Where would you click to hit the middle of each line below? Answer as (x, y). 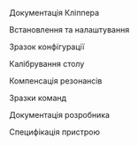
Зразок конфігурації (47, 47)
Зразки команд (38, 98)
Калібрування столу (47, 64)
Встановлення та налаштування (69, 29)
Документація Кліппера (54, 13)
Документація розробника (60, 115)
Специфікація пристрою (54, 132)
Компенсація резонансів (56, 81)
